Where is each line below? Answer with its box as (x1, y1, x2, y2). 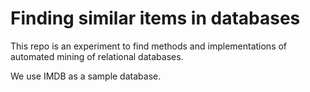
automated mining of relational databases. (10, 50, 184, 62)
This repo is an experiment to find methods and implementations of (10, 40, 288, 52)
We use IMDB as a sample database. (10, 70, 162, 82)
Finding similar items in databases (10, 7, 301, 30)
